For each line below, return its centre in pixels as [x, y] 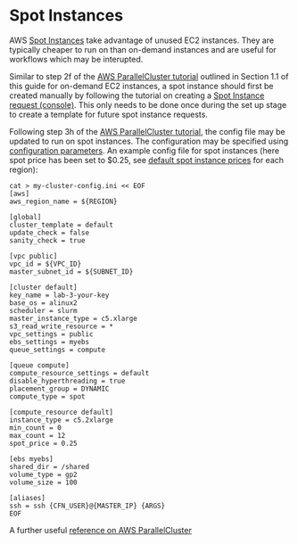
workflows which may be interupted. [76, 59]
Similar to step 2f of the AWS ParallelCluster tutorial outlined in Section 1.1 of [149, 76]
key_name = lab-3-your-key [59, 295]
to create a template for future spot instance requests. [108, 114]
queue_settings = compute [57, 350]
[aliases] [28, 498]
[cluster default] [43, 287]
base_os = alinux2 [43, 303]
